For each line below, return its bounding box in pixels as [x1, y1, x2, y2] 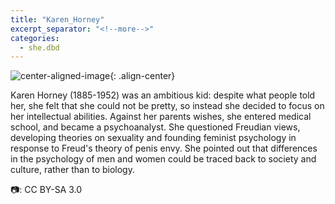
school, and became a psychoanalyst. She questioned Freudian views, [10, 121, 301, 133]
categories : [10, 33, 60, 43]
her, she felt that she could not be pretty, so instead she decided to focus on [10, 100, 325, 112]
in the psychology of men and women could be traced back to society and [10, 153, 317, 165]
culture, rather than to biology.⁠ [10, 164, 135, 176]
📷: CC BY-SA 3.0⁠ [10, 184, 83, 196]
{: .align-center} [109, 70, 176, 82]
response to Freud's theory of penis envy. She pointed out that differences [10, 142, 318, 155]
